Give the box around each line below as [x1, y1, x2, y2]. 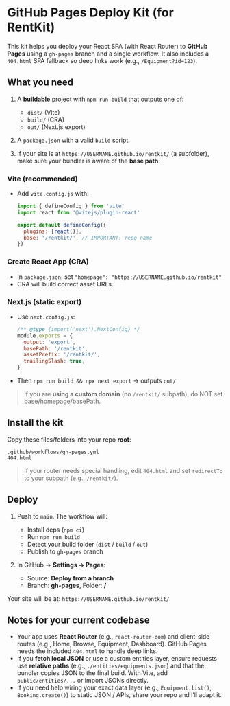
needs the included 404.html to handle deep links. [16, 647, 158, 655]
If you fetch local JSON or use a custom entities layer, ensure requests [16, 654, 218, 663]
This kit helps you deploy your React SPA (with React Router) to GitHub [7, 42, 208, 50]
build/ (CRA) [27, 115, 65, 124]
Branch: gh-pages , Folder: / [27, 581, 107, 589]
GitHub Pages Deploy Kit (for [7, 5, 175, 21]
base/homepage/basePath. [23, 397, 101, 406]
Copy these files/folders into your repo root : [7, 435, 131, 444]
